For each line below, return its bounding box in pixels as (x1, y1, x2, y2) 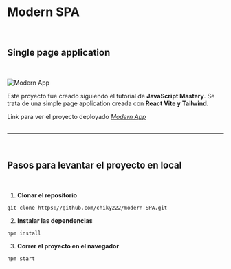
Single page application (7, 47, 111, 58)
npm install (7, 230, 41, 237)
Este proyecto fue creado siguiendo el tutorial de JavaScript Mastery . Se (7, 92, 215, 100)
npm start (7, 255, 36, 262)
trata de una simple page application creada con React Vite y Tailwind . (7, 99, 209, 107)
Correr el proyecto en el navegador (16, 241, 119, 250)
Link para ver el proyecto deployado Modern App (7, 112, 146, 120)
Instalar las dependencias (16, 216, 93, 224)
